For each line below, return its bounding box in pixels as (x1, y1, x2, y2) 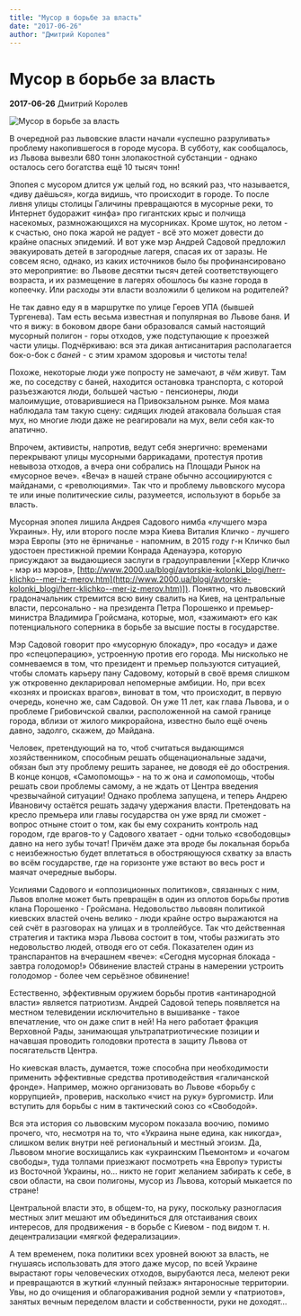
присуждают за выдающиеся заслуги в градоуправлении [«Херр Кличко (9, 555, 290, 566)
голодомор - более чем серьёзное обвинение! (9, 971, 190, 981)
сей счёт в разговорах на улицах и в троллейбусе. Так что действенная (9, 923, 286, 934)
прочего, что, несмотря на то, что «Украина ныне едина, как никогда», (9, 1128, 282, 1139)
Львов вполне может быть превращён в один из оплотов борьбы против (9, 894, 290, 905)
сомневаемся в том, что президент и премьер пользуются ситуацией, (9, 658, 281, 669)
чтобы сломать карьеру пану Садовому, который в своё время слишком (9, 667, 290, 679)
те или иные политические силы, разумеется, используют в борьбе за (9, 489, 281, 500)
